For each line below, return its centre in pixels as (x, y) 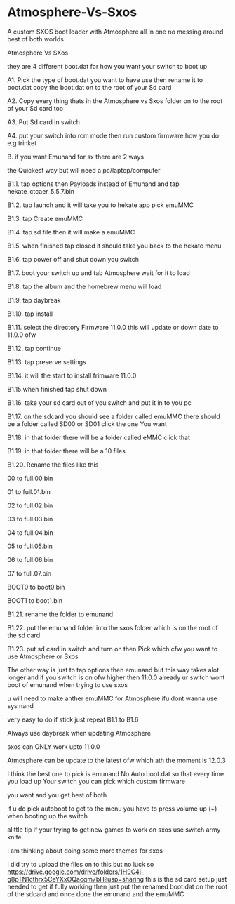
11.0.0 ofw (22, 335)
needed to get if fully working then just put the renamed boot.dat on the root (117, 886)
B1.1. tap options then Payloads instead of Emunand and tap (94, 184)
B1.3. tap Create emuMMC (45, 218)
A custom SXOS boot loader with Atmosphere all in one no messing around (115, 32)
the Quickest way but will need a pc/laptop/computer (84, 170)
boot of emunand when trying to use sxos (68, 684)
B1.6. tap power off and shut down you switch (73, 259)
